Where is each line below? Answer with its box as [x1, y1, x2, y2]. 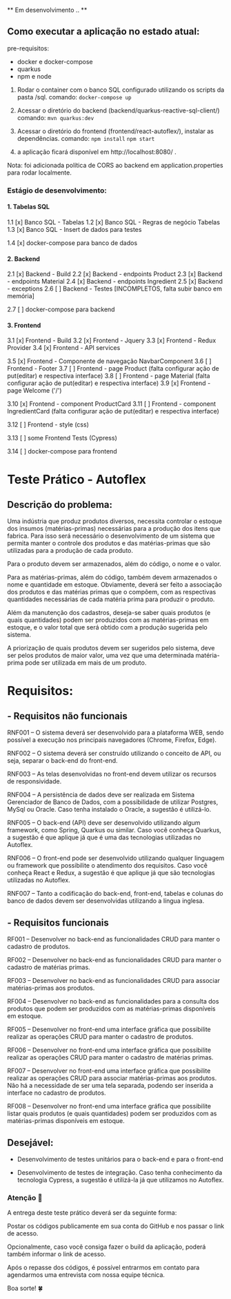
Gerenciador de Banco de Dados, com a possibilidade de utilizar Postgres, [7, 798, 219, 806]
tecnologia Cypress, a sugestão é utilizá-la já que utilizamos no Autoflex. [17, 1175, 224, 1184]
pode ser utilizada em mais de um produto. [25, 658, 147, 667]
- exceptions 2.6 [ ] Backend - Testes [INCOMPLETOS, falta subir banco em [7, 284, 223, 293]
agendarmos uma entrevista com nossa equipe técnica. [7, 1271, 165, 1279]
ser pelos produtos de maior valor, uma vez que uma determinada [7, 652, 194, 660]
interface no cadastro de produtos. [7, 1088, 106, 1097]
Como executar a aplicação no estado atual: [7, 26, 200, 37]
